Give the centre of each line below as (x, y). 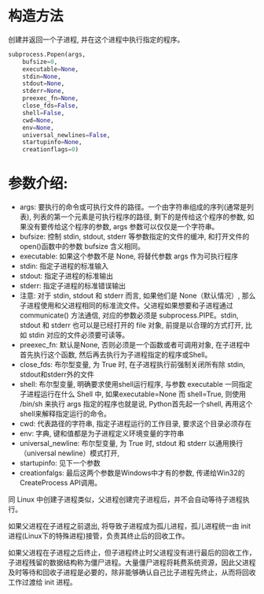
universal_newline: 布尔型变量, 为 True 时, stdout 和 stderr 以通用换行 (131, 444)
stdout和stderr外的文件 (57, 374)
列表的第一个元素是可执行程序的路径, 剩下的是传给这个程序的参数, (139, 217)
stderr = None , (44, 91)
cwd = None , (38, 120)
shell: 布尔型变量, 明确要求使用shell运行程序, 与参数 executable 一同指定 (136, 384)
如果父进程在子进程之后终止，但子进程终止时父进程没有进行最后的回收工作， (132, 553)
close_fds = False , (51, 106)
